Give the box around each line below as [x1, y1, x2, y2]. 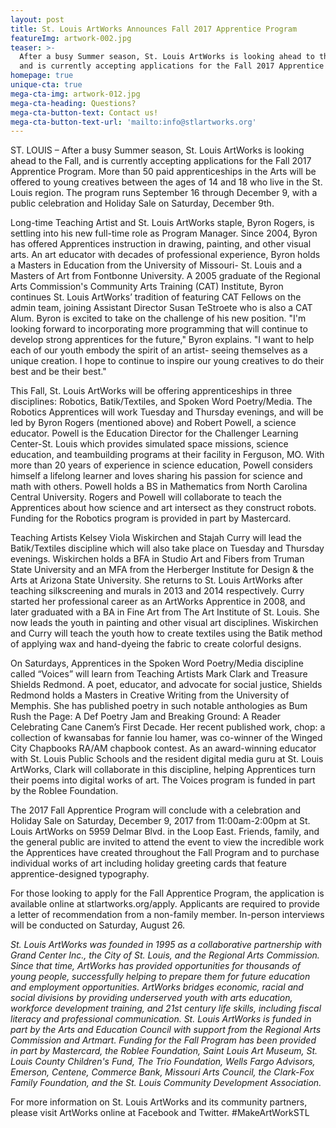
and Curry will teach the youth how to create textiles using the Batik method [10, 627, 323, 640]
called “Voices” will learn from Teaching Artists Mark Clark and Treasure [10, 668, 308, 680]
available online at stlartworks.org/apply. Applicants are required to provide [10, 898, 320, 910]
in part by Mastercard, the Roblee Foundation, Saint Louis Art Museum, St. [10, 1045, 318, 1057]
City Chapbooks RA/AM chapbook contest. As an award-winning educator [10, 742, 317, 755]
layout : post [10, 14, 65, 25]
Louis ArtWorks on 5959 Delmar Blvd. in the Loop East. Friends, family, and [10, 826, 320, 838]
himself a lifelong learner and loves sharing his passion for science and [10, 470, 303, 482]
